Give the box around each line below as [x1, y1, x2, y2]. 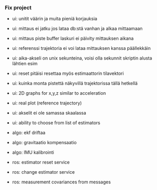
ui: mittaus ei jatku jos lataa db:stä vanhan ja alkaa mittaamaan [12, 25, 143, 32]
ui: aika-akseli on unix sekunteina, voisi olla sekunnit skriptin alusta [12, 55, 152, 61]
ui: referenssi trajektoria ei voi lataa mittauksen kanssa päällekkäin [12, 45, 151, 51]
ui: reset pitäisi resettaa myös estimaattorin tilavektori [12, 70, 124, 76]
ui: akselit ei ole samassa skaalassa [12, 110, 86, 116]
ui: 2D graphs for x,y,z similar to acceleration [12, 90, 106, 96]
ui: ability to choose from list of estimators [12, 120, 101, 126]
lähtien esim [12, 61, 38, 67]
